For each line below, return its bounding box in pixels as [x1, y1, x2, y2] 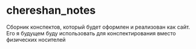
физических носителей [6, 36, 66, 43]
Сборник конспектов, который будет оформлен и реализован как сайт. [6, 23, 191, 30]
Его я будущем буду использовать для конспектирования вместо [6, 29, 177, 36]
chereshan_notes [6, 4, 96, 17]
